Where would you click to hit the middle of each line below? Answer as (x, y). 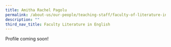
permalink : (17, 15)
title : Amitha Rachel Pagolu (36, 10)
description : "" (22, 19)
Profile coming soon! (27, 39)
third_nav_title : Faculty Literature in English (58, 24)
